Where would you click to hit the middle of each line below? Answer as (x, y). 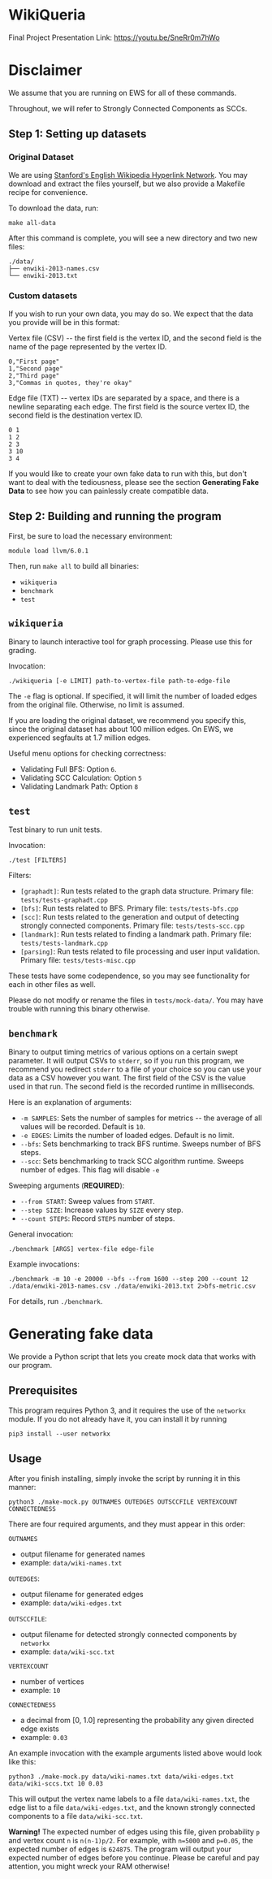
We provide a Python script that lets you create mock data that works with (132, 1357)
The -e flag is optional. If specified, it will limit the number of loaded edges (133, 696)
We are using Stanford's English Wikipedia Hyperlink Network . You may (128, 175)
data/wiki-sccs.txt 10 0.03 (56, 1784)
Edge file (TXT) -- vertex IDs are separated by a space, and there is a (124, 398)
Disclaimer (45, 70)
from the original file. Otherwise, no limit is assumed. (97, 705)
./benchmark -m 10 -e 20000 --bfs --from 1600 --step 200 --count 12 (129, 1279)
